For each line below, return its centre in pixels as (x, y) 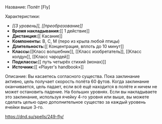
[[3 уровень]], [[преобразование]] (47, 26)
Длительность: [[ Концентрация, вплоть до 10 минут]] (68, 46)
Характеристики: (22, 16)
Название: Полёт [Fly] (28, 7)
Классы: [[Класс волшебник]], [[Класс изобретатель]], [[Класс (77, 51)
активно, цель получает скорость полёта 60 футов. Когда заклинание (77, 81)
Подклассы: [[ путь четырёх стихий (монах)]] (59, 62)
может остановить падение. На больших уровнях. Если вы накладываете (81, 92)
